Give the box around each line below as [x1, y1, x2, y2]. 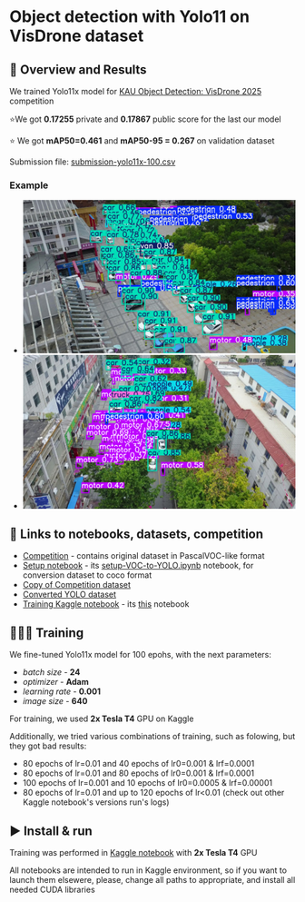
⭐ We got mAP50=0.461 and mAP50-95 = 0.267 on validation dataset [9, 135, 275, 146]
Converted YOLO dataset [22, 589, 116, 600]
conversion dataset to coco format [22, 570, 152, 580]
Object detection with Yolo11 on [9, 6, 250, 27]
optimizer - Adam [22, 677, 89, 688]
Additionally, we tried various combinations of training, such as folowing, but [9, 731, 296, 742]
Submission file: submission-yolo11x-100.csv [9, 156, 176, 167]
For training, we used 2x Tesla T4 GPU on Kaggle [9, 713, 194, 724]
